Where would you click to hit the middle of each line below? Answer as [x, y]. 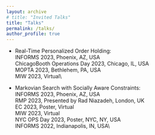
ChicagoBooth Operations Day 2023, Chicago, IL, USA [82, 64]
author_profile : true [33, 34]
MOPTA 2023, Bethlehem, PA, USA [58, 70]
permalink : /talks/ [31, 28]
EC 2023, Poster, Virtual [44, 107]
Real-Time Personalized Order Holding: [63, 51]
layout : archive [26, 12]
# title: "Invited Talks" [38, 17]
